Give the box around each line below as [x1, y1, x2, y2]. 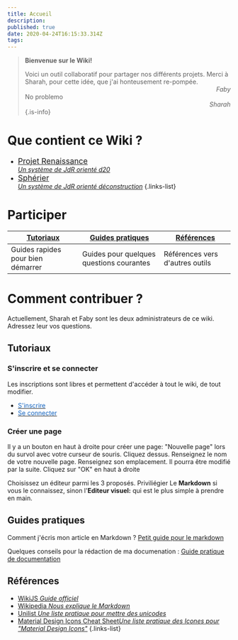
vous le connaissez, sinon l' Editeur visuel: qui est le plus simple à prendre [7, 486, 225, 495]
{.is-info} [24, 108, 51, 116]
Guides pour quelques [81, 249, 156, 259]
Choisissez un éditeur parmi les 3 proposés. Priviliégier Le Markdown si [7, 478, 217, 487]
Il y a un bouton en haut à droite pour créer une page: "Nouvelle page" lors [7, 442, 225, 451]
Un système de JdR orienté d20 [17, 165, 110, 174]
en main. [7, 494, 33, 502]
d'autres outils [164, 258, 211, 267]
